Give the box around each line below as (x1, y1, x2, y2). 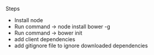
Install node (14, 17, 43, 23)
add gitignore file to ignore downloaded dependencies (14, 42, 148, 49)
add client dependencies (14, 36, 76, 42)
